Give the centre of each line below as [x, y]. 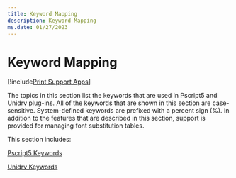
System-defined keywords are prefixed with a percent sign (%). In [133, 111]
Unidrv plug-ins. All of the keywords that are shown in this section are [109, 103]
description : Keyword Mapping [52, 21]
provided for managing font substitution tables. [76, 126]
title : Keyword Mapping [43, 14]
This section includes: [39, 140]
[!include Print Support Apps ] [49, 82]
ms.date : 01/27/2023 [38, 27]
